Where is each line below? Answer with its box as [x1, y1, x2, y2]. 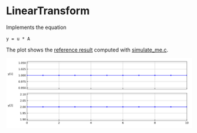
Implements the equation [6, 24, 67, 31]
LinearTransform [6, 4, 90, 18]
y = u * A [6, 35, 31, 42]
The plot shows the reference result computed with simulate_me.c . [6, 46, 169, 53]
